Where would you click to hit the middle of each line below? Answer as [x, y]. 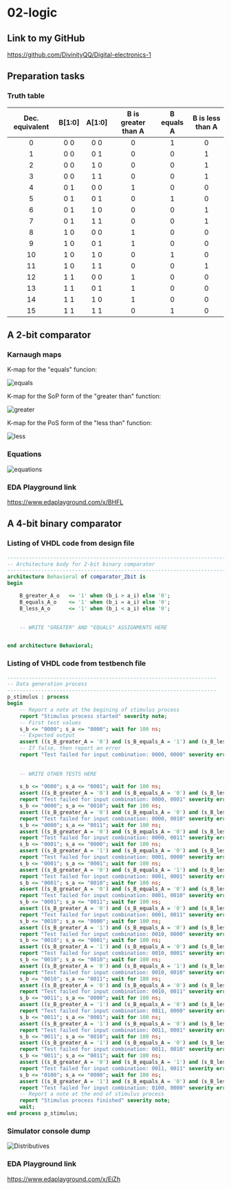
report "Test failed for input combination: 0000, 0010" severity [117, 819]
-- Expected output [47, 735]
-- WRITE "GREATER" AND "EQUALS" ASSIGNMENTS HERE [93, 627]
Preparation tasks [46, 76]
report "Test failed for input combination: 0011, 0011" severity [117, 1068]
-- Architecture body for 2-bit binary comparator [81, 564]
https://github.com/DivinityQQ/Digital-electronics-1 [79, 54]
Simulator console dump [49, 1131]
